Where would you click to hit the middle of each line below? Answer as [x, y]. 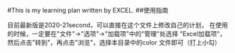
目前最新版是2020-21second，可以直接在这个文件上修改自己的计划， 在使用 [117, 25]
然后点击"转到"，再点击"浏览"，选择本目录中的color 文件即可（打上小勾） [114, 43]
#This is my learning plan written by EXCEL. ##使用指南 [88, 10]
